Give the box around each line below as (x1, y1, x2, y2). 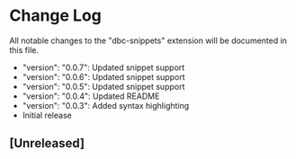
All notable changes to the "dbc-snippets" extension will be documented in (9, 35, 288, 46)
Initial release (22, 110, 72, 120)
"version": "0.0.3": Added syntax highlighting (22, 100, 190, 110)
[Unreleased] (9, 136, 85, 151)
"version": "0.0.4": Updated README (22, 91, 160, 102)
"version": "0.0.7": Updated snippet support (22, 62, 185, 73)
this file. (9, 44, 39, 55)
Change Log (9, 5, 102, 26)
